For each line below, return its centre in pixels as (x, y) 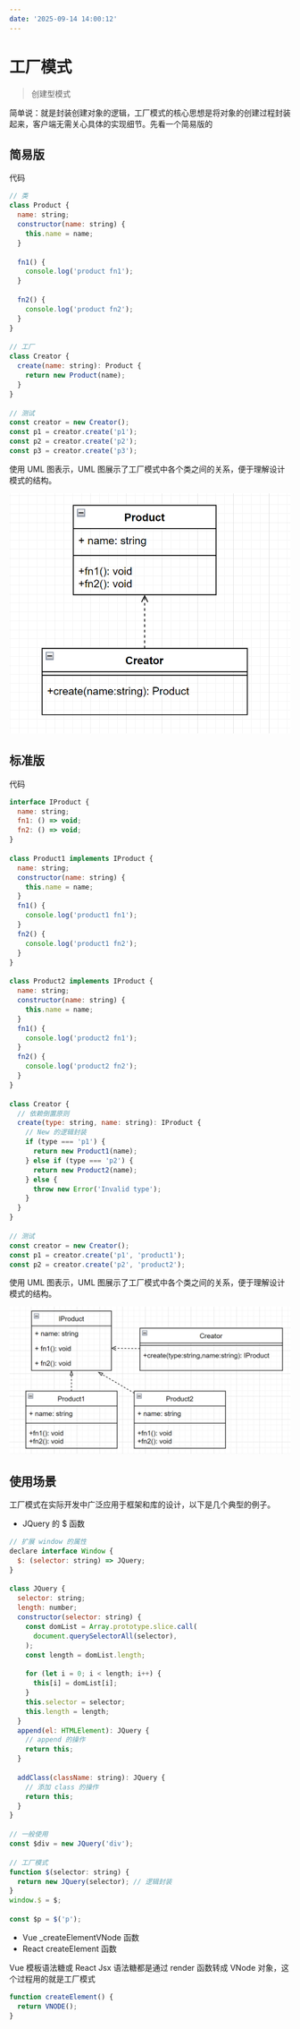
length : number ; (47, 1608)
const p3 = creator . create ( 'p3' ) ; (74, 451)
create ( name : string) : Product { (79, 366)
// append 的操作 (55, 1740)
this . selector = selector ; (75, 1702)
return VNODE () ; (47, 2006)
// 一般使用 (29, 1835)
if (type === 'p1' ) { (65, 1142)
